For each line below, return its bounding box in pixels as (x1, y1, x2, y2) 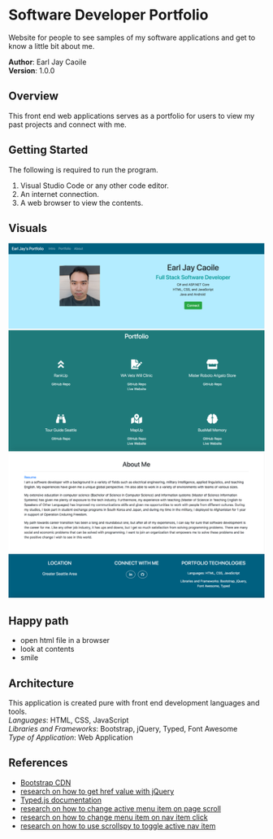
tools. (8, 706, 28, 717)
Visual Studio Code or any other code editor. (19, 181, 169, 190)
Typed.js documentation (19, 795, 102, 805)
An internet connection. (19, 189, 100, 199)
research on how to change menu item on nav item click (19, 812, 209, 822)
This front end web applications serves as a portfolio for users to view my (8, 111, 255, 120)
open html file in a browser (19, 636, 110, 645)
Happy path (8, 614, 69, 627)
